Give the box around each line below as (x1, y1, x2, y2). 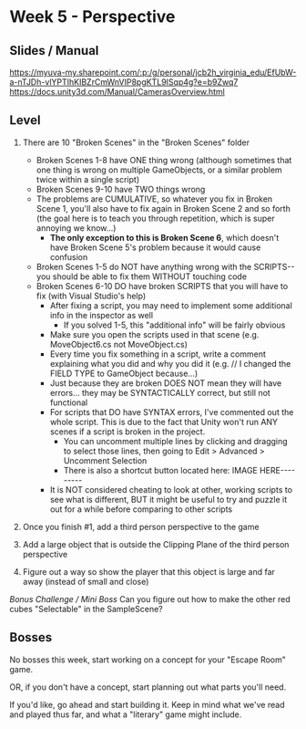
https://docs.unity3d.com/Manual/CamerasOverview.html (9, 87, 226, 97)
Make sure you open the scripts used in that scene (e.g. (49, 328, 260, 339)
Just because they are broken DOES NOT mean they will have (49, 377, 282, 389)
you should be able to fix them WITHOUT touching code (36, 271, 248, 282)
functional (49, 397, 88, 408)
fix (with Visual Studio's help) (36, 290, 147, 301)
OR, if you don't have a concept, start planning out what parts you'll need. (9, 682, 287, 693)
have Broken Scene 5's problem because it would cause (49, 242, 261, 253)
